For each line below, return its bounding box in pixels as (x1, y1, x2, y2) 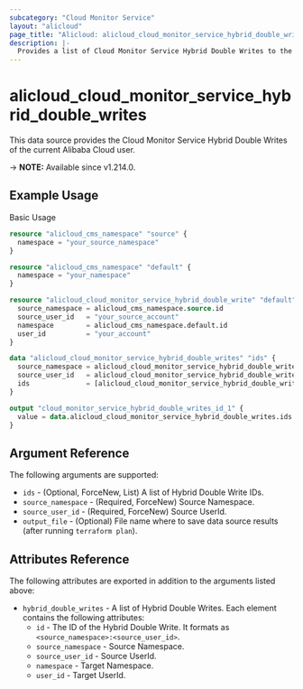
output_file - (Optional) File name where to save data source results (22, 516, 279, 526)
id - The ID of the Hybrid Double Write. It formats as (35, 622, 230, 632)
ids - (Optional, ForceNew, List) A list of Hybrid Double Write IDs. (22, 487, 264, 498)
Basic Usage (9, 211, 57, 222)
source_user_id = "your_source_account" (17, 312, 179, 321)
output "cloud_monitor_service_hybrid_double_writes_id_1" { (9, 404, 244, 413)
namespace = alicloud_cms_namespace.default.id (17, 321, 228, 330)
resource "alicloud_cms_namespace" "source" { (9, 229, 188, 238)
